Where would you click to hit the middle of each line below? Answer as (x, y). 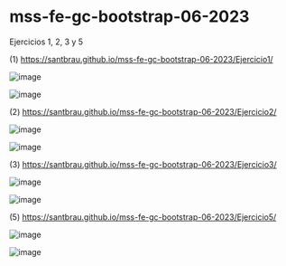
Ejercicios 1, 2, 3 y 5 (46, 42)
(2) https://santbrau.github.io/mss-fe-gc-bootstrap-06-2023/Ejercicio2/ (143, 111)
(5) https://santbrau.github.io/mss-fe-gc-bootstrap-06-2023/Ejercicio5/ (143, 217)
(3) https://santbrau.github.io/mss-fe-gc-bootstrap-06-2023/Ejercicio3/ (143, 164)
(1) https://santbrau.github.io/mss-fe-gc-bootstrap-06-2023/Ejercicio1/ (141, 59)
